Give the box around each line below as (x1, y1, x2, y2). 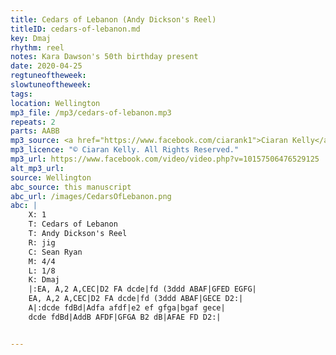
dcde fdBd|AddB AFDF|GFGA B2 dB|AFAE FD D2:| (28, 312, 222, 322)
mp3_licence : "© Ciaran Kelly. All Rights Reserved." (10, 145, 240, 155)
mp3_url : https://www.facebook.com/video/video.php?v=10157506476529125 (10, 154, 320, 164)
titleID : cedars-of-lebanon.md (10, 24, 141, 34)
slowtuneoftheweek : (10, 80, 92, 90)
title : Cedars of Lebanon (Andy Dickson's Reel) (10, 14, 217, 25)
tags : (10, 89, 33, 99)
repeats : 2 (10, 117, 56, 127)
